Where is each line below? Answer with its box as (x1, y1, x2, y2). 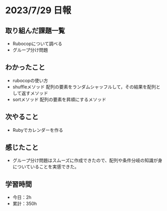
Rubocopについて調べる (12, 41, 63, 46)
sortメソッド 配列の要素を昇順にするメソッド (12, 96, 106, 102)
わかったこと (5, 63, 45, 72)
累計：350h (12, 200, 37, 207)
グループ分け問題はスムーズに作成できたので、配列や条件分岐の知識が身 (12, 157, 162, 164)
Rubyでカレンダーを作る (12, 127, 64, 133)
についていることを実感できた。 (12, 164, 79, 170)
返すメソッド (21, 90, 48, 96)
